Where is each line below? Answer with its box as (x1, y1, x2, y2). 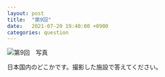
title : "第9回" (7, 16, 51, 23)
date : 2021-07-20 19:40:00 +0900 (7, 22, 109, 29)
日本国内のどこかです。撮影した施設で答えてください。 (7, 63, 162, 72)
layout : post (7, 10, 45, 17)
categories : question (7, 29, 69, 36)
